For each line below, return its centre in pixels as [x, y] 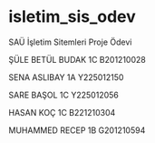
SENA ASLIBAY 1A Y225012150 [66, 77]
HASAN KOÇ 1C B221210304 [62, 112]
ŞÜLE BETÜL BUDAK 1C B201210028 [77, 59]
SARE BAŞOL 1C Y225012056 [63, 95]
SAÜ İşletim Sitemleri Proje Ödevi [70, 42]
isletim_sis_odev [73, 17]
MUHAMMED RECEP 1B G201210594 [77, 130]
